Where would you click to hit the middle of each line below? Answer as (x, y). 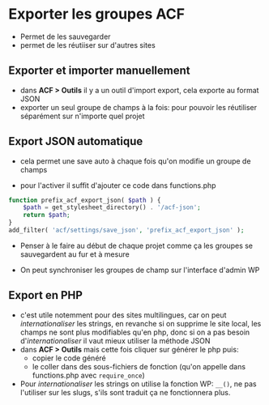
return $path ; (47, 215)
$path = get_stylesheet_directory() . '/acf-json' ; (112, 207)
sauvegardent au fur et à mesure (75, 254)
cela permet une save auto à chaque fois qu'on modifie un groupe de (135, 161)
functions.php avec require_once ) (89, 375)
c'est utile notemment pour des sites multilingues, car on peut (123, 315)
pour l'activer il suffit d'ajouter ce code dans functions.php (118, 185)
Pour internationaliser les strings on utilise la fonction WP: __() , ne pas (138, 384)
